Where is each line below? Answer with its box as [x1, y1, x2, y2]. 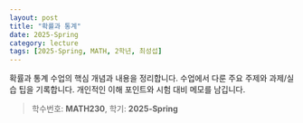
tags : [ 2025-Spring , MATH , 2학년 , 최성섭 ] [9, 47, 163, 56]
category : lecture [9, 38, 79, 48]
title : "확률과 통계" [9, 22, 81, 31]
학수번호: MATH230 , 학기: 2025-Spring [31, 103, 178, 114]
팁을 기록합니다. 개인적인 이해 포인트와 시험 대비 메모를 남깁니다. [18, 84, 246, 95]
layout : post [9, 13, 59, 23]
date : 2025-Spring [9, 30, 79, 39]
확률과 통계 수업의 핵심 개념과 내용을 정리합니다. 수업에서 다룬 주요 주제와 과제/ [9, 73, 288, 84]
